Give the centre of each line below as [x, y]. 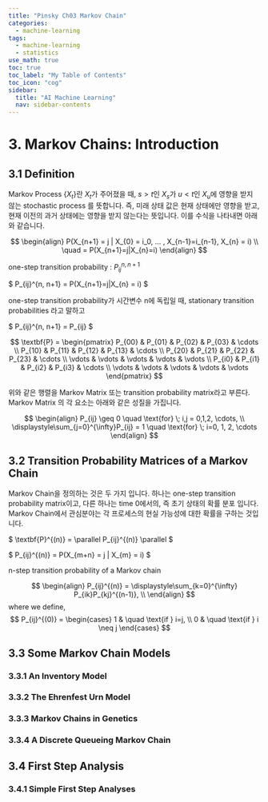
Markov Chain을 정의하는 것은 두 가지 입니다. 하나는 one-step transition [122, 493]
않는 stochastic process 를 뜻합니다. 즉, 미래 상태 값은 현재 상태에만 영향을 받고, [134, 205]
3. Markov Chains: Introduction [114, 144]
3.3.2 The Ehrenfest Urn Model [69, 697]
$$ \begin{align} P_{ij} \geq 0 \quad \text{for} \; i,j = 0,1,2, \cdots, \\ [134, 419]
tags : [17, 38]
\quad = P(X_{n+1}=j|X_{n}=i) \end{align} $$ [134, 249]
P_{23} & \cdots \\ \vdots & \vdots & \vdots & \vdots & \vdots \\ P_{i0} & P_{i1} [134, 359]
